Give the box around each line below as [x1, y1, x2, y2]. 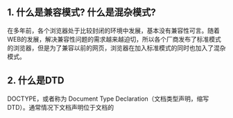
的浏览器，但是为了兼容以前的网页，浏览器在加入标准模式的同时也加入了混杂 [7, 44, 226, 52]
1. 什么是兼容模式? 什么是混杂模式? [7, 6, 156, 19]
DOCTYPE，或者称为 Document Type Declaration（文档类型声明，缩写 [7, 94, 209, 103]
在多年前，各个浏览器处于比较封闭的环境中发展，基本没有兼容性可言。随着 [7, 26, 220, 35]
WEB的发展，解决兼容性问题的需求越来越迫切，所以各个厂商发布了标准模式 [7, 35, 222, 43]
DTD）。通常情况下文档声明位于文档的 [7, 103, 114, 111]
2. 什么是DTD [7, 75, 64, 87]
